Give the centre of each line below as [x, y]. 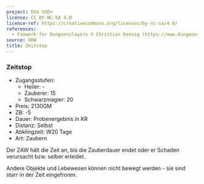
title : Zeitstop [27, 46]
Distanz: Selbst [34, 126]
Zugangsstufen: [35, 80]
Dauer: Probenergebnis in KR [51, 119]
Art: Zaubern [31, 138]
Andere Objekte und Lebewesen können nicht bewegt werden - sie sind [96, 168]
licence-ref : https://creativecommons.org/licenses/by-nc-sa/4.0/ [92, 23]
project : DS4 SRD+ [29, 12]
